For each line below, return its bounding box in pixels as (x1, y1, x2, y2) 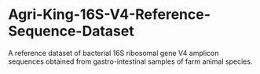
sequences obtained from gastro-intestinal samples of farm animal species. (8, 57, 253, 66)
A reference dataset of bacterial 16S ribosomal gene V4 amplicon (8, 48, 219, 57)
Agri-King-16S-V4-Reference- (8, 6, 211, 24)
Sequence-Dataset (8, 22, 135, 40)
